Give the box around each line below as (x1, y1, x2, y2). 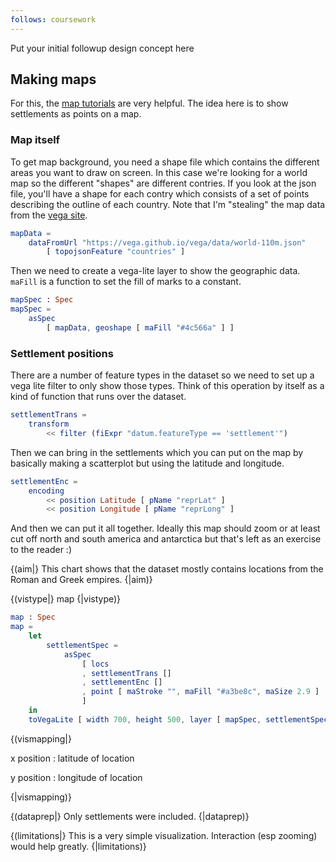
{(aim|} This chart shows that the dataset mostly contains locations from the (10, 563, 324, 575)
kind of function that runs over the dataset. (10, 391, 187, 403)
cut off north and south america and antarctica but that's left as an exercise (10, 533, 322, 545)
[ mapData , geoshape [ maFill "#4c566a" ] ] (46, 322, 235, 333)
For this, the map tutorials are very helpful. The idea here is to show (10, 97, 289, 110)
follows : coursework (10, 14, 97, 25)
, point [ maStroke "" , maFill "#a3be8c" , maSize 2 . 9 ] (81, 687, 320, 697)
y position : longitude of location (10, 771, 143, 783)
